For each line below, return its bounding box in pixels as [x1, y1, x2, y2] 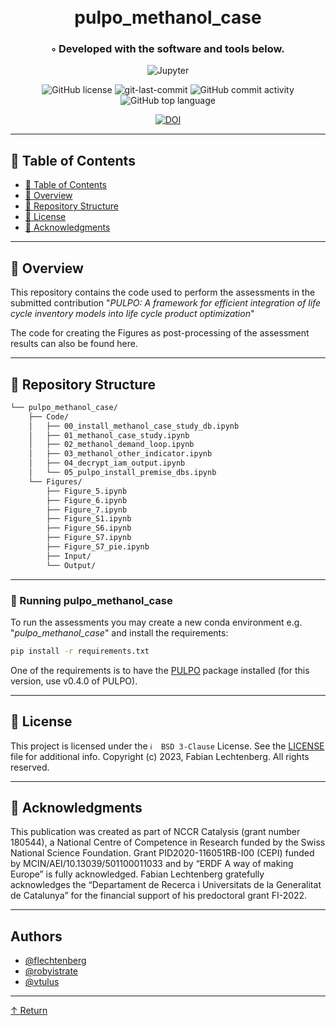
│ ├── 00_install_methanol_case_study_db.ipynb [28, 421, 240, 431]
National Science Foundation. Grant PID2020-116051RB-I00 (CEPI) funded [10, 847, 315, 859]
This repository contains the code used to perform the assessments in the [10, 286, 316, 299]
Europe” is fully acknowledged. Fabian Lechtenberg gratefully [10, 868, 265, 880]
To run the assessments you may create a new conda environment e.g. [10, 616, 303, 628]
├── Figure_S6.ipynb [46, 523, 132, 534]
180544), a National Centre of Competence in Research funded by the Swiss [10, 836, 326, 849]
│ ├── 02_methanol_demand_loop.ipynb [28, 440, 195, 450]
